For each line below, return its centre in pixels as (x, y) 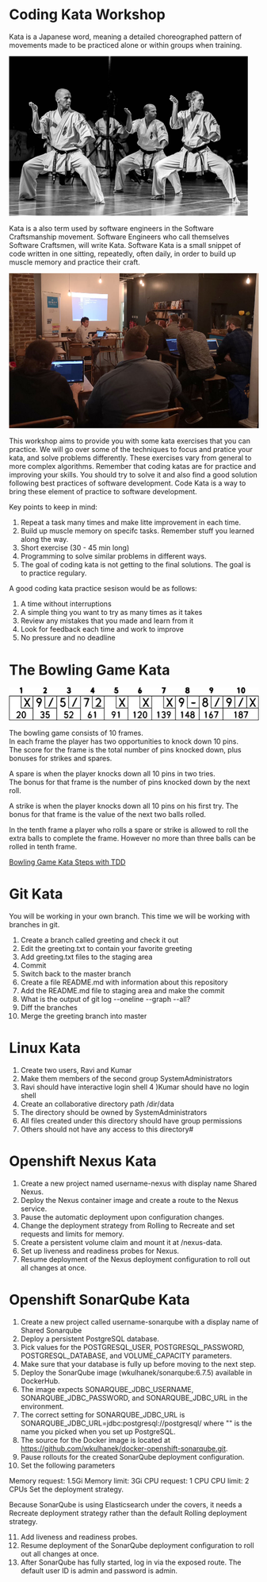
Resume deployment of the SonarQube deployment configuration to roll (137, 1545)
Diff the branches (49, 1008)
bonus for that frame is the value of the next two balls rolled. (108, 814)
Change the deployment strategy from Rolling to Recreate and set (128, 1225)
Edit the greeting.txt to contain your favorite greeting (106, 948)
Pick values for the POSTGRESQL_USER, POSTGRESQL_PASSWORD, (132, 1347)
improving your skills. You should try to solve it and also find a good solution (133, 475)
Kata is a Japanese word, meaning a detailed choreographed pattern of (126, 37)
